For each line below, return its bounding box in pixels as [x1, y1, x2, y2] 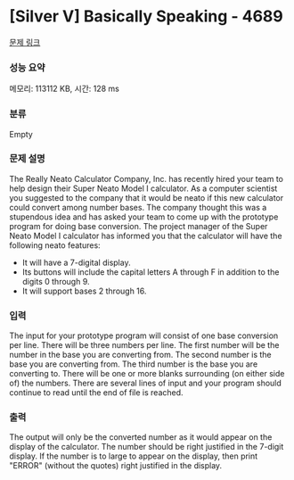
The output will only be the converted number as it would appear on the [9, 432, 273, 443]
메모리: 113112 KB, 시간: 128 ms [9, 83, 120, 95]
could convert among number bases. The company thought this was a [9, 202, 267, 212]
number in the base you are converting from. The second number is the [9, 350, 272, 360]
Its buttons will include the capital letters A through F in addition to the [21, 266, 280, 277]
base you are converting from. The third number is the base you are [9, 359, 258, 369]
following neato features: [9, 239, 101, 251]
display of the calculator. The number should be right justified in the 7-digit [9, 442, 284, 452]
